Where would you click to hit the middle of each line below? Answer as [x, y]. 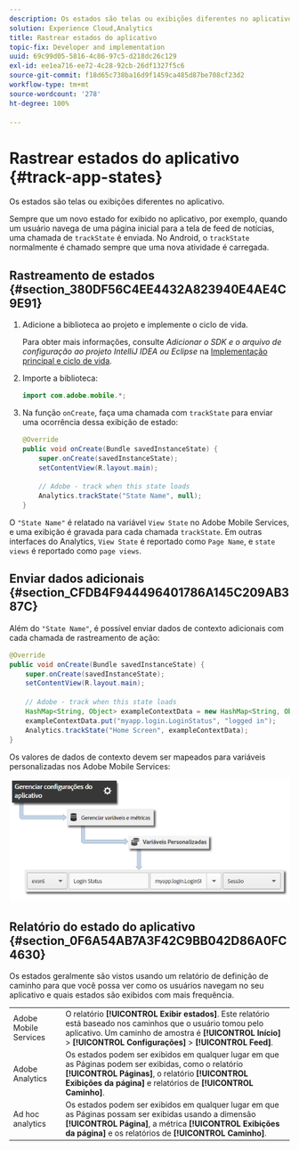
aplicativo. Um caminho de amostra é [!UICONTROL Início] [173, 1032]
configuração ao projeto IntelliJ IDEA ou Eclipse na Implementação [145, 351]
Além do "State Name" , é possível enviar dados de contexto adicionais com [147, 628]
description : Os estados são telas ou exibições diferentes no [129, 19]
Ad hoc [26, 1114]
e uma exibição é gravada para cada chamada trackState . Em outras [136, 532]
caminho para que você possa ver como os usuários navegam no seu [137, 986]
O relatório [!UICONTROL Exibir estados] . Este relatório [167, 1014]
